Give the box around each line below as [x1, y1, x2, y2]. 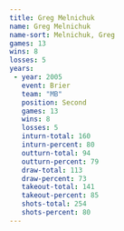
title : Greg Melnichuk [9, 13, 95, 23]
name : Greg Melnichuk [9, 22, 91, 31]
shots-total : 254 [21, 199, 88, 209]
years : [9, 65, 34, 74]
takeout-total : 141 [21, 183, 95, 192]
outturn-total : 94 [21, 148, 91, 157]
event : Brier [21, 81, 71, 90]
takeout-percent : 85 [21, 191, 100, 200]
